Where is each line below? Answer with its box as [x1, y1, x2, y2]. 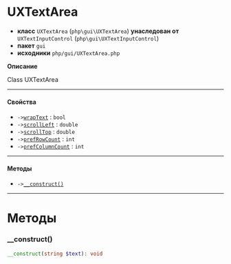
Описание [7, 62, 38, 70]
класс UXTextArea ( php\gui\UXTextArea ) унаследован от [16, 27, 179, 35]
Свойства [7, 98, 36, 106]
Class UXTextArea [7, 75, 58, 83]
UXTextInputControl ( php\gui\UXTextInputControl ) [16, 34, 159, 42]
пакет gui [16, 41, 46, 49]
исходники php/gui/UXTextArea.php [16, 49, 120, 57]
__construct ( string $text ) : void [7, 250, 103, 257]
